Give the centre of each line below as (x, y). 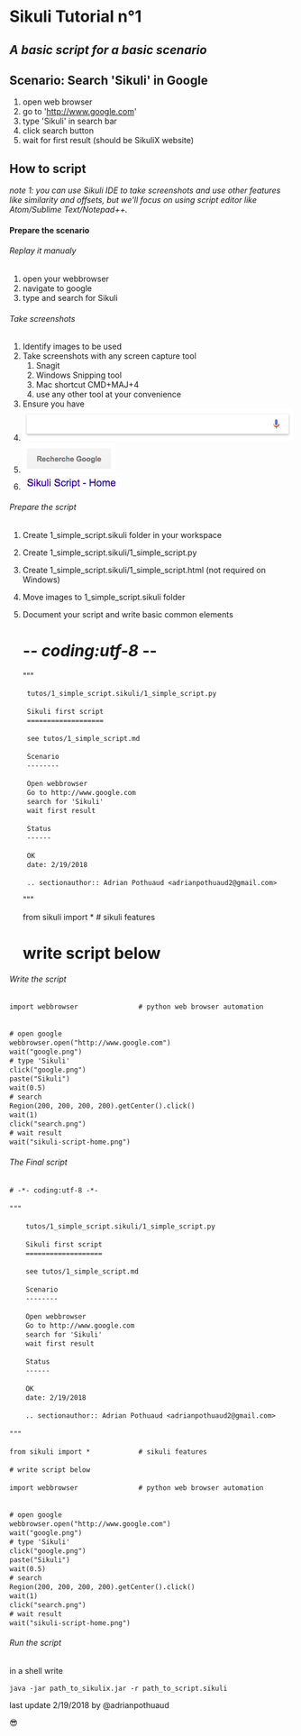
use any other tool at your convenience (109, 395)
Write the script (38, 979)
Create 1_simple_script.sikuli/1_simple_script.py (109, 553)
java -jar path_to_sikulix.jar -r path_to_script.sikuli (119, 1688)
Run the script (35, 1643)
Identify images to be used (72, 347)
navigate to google (57, 288)
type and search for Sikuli (70, 298)
